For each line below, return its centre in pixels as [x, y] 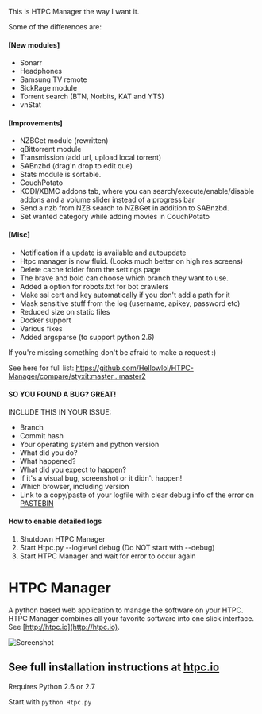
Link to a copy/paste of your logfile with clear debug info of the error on [137, 495]
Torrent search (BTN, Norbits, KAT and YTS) [92, 96]
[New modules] [34, 45]
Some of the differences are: [55, 27]
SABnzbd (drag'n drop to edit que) [76, 166]
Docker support [45, 320]
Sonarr [31, 63]
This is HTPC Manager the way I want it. [74, 12]
